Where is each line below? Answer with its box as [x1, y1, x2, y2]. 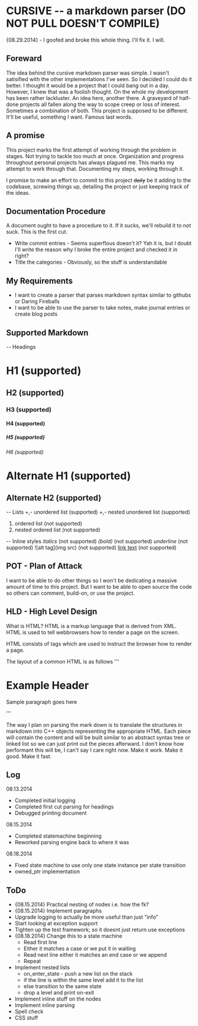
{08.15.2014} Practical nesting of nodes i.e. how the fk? [14, 901, 149, 908]
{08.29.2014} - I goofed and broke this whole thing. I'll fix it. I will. [6, 36, 165, 43]
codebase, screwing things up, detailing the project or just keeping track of [6, 182, 189, 190]
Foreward [6, 53, 43, 63]
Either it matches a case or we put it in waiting [23, 945, 136, 952]
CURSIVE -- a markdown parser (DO [6, 4, 186, 18]
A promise [6, 130, 45, 140]
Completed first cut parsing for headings [14, 803, 114, 810]
